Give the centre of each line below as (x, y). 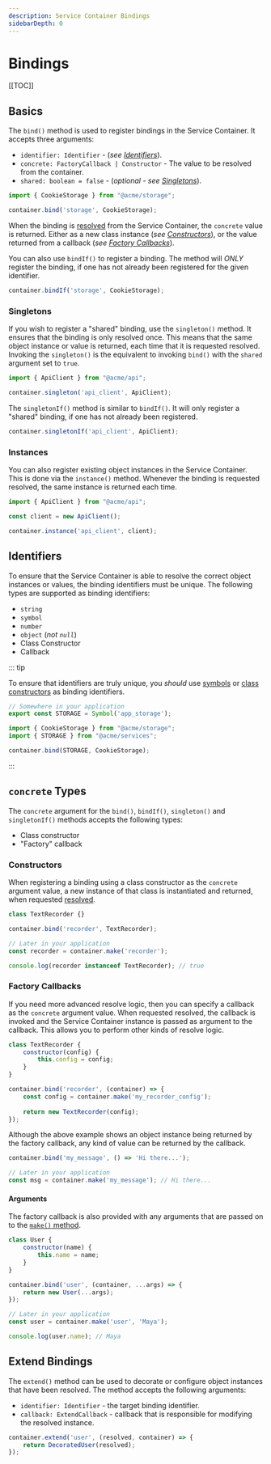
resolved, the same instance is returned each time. (93, 487)
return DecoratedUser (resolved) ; (79, 1445)
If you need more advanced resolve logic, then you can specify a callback (131, 1004)
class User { (30, 1240)
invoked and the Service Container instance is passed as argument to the (131, 1021)
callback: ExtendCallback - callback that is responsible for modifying (136, 1414)
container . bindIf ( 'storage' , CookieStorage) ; (86, 290)
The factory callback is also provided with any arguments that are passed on (136, 1216)
